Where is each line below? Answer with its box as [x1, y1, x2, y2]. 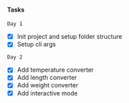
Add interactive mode [16, 89, 78, 97]
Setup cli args [16, 40, 56, 48]
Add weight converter [16, 81, 78, 89]
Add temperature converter [16, 65, 94, 74]
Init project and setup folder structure [16, 33, 123, 41]
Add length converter [16, 74, 77, 82]
